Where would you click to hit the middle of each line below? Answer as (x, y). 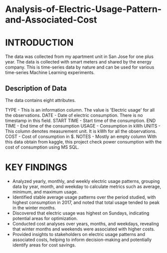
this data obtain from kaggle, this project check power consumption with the (83, 141)
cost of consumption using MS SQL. (42, 147)
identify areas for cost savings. (44, 245)
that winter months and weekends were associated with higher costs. (84, 229)
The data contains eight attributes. (41, 100)
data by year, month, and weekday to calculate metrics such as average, (86, 186)
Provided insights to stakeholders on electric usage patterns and (79, 234)
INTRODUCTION (39, 43)
